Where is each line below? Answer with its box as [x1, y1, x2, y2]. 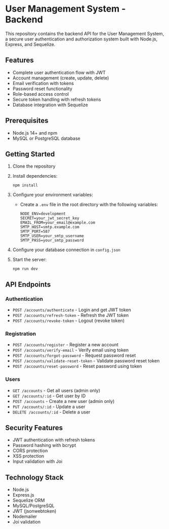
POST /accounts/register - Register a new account [12, 342, 119, 348]
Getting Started [5, 150, 55, 158]
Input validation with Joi [12, 459, 63, 465]
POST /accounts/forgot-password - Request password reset [12, 352, 136, 358]
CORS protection [12, 447, 48, 454]
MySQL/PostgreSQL [12, 503, 55, 509]
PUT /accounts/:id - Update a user [12, 403, 86, 410]
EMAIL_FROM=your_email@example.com [20, 220, 95, 225]
